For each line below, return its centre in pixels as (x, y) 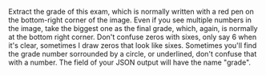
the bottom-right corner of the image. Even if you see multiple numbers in (130, 20)
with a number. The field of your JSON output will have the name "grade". (129, 62)
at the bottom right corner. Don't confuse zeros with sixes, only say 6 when (133, 37)
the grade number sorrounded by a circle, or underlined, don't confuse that (133, 54)
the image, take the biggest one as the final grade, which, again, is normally (133, 28)
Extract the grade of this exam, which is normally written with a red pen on (131, 12)
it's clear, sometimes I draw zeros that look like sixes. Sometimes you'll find (133, 45)
